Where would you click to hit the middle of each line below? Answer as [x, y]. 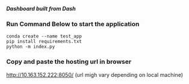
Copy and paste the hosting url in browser [69, 62]
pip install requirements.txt [44, 42]
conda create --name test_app [44, 36]
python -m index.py [31, 47]
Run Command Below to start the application [73, 24]
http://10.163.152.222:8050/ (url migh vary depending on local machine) [95, 74]
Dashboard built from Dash [41, 9]
